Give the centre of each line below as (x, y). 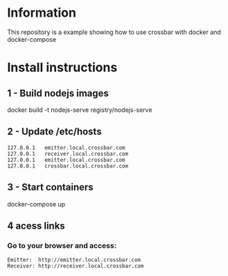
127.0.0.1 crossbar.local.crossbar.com (68, 166)
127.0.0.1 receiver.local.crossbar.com (68, 154)
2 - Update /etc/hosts (54, 132)
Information (42, 13)
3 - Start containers (50, 187)
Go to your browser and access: (62, 245)
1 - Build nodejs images (58, 93)
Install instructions (62, 68)
